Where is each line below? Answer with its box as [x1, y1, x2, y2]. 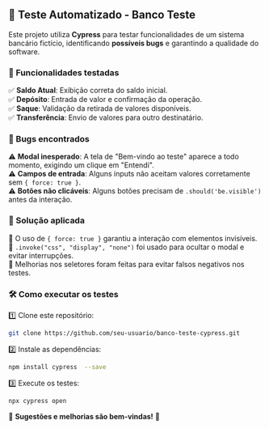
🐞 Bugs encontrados [8, 134, 90, 145]
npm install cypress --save [8, 363, 107, 371]
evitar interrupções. [8, 250, 74, 260]
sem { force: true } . [8, 177, 82, 187]
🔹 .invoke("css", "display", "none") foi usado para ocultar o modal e [8, 242, 245, 252]
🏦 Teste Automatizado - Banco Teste [8, 8, 196, 22]
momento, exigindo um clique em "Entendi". [8, 160, 155, 170]
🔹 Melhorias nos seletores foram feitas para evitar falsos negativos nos [8, 259, 245, 269]
